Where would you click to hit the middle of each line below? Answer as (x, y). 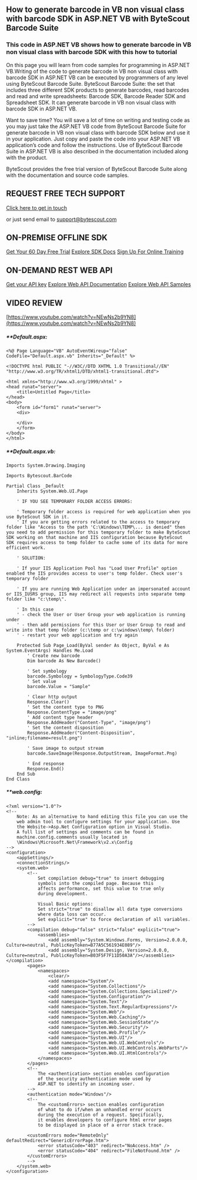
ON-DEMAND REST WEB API (59, 270)
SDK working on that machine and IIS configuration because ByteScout (94, 537)
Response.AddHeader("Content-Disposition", (81, 733)
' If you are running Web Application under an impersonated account (104, 589)
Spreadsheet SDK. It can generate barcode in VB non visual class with (91, 102)
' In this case (35, 609)
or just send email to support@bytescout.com (61, 219)
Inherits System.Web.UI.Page (52, 491)
